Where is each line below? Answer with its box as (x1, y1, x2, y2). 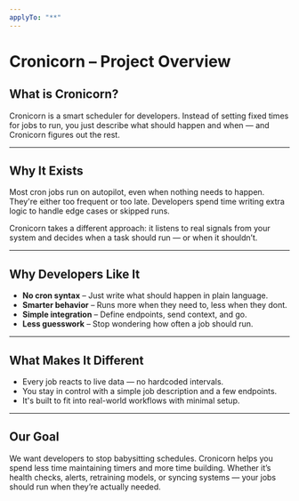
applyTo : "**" (9, 12, 62, 22)
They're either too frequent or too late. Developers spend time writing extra (9, 197, 285, 207)
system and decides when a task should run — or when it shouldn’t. (9, 232, 258, 243)
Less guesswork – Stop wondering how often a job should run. (21, 319, 254, 329)
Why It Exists (9, 164, 84, 179)
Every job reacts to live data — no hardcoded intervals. (21, 376, 224, 387)
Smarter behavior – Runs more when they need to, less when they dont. (21, 300, 287, 311)
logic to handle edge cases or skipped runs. (9, 206, 171, 216)
